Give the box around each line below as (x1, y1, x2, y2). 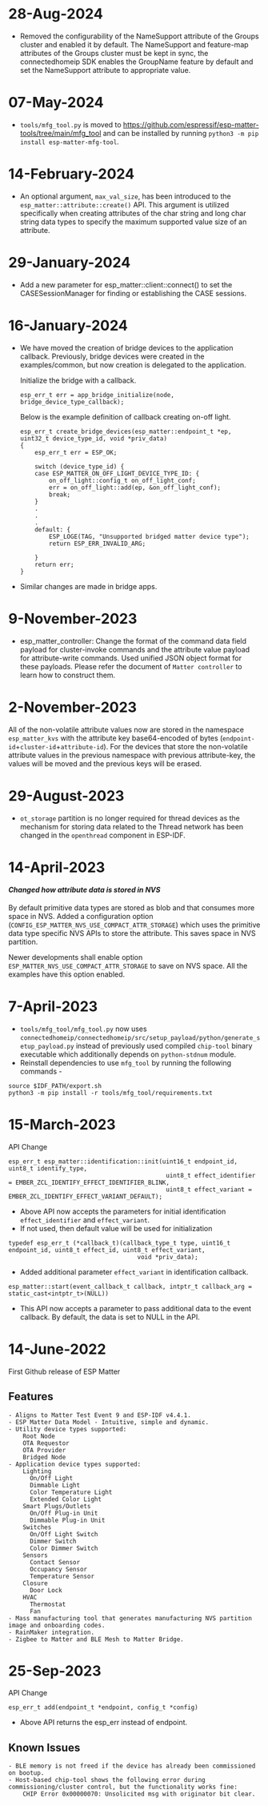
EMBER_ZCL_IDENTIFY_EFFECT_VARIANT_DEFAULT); (8, 1192, 162, 1201)
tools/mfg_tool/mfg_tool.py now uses (19, 1024, 147, 1033)
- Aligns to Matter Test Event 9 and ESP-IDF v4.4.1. (8, 1411, 192, 1419)
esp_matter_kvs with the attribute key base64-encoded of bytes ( (8, 733, 223, 743)
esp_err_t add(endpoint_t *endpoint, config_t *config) (8, 1704, 198, 1712)
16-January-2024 (8, 316, 128, 335)
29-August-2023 (8, 786, 125, 805)
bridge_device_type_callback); (19, 398, 125, 406)
